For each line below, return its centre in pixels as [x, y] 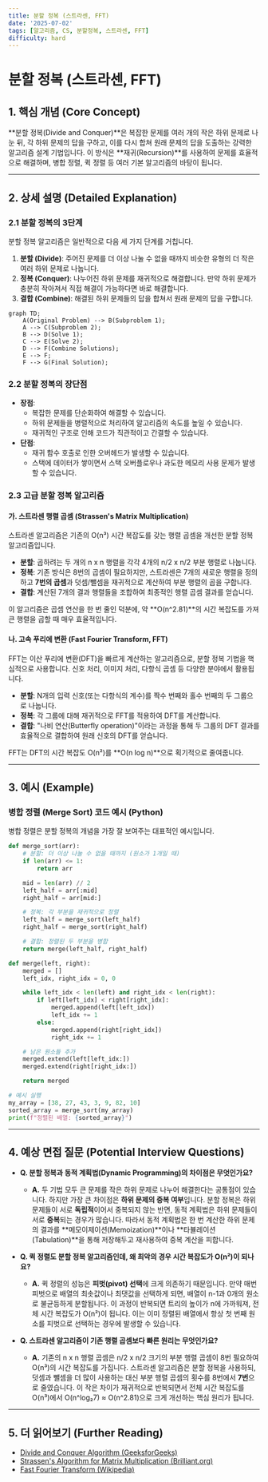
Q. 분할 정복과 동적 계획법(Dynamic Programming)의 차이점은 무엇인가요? [136, 1173]
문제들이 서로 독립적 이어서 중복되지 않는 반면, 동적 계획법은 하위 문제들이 [144, 1210]
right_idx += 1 [76, 1037]
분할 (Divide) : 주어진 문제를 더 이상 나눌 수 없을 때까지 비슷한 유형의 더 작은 [137, 258]
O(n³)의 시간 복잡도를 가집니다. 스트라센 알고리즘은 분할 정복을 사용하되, [144, 1368]
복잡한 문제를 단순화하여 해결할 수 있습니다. [99, 413]
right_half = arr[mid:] [62, 898]
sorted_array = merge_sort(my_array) [71, 1110]
